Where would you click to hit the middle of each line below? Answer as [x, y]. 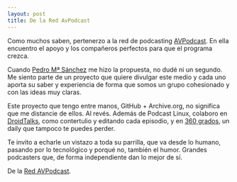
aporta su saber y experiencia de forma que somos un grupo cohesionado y [118, 84]
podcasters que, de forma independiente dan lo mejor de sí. [95, 157]
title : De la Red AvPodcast [49, 21]
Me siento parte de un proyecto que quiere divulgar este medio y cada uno [117, 77]
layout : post [27, 14]
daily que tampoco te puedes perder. [61, 128]
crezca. [18, 56]
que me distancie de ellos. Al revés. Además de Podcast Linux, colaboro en [117, 113]
